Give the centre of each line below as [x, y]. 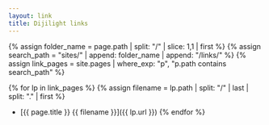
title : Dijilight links [48, 23]
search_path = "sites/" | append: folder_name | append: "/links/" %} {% [127, 55]
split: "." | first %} [37, 96]
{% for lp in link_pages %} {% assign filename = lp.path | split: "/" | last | [128, 87]
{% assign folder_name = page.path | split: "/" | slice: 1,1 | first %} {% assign [134, 46]
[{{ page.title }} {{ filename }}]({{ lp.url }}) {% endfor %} [113, 112]
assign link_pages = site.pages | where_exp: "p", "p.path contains [118, 63]
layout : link [30, 16]
